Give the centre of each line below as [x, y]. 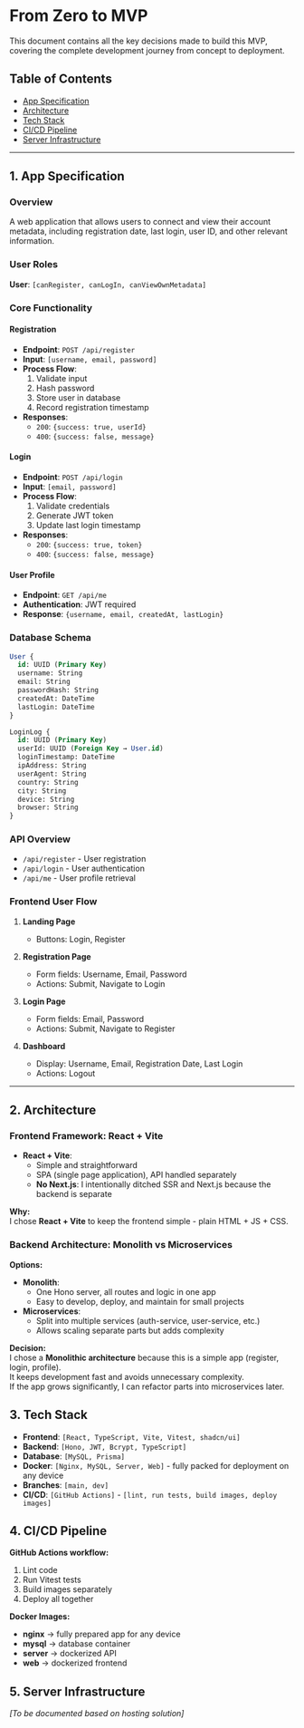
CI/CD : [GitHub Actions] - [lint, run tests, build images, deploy [150, 1494]
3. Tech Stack [49, 1415]
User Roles [34, 265]
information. [32, 241]
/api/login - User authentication [83, 869]
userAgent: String [52, 774]
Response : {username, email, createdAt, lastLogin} [123, 614]
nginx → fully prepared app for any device [101, 1634]
